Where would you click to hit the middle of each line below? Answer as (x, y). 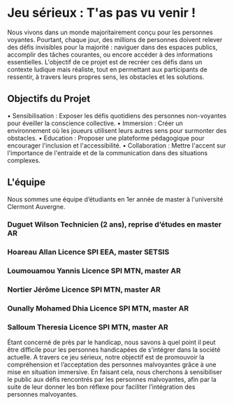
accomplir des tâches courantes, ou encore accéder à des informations (110, 55)
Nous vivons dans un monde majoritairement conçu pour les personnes (110, 32)
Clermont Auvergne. (36, 206)
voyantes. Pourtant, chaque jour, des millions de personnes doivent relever (115, 39)
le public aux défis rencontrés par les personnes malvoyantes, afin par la (112, 380)
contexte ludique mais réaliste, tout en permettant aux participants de (107, 69)
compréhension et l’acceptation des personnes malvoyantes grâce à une (112, 364)
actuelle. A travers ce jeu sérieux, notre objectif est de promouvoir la (106, 357)
